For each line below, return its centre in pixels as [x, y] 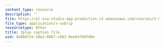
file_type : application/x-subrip [39, 23]
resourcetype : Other [26, 28]
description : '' [21, 14]
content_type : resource [29, 10]
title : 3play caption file [32, 32]
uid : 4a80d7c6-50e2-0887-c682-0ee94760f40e [50, 37]
